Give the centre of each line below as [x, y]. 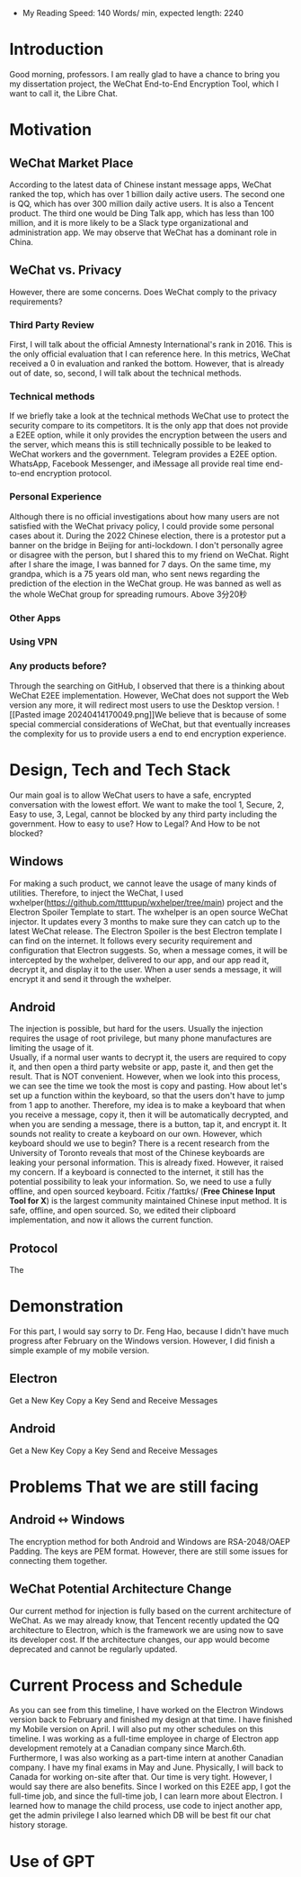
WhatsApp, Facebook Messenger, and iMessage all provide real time [136, 464]
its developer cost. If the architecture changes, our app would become [140, 1639]
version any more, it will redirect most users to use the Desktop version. [142, 705]
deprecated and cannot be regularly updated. [93, 1649]
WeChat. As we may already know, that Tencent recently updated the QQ [145, 1620]
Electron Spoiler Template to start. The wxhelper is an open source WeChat [149, 912]
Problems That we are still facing [134, 1487]
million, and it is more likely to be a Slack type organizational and [129, 222]
